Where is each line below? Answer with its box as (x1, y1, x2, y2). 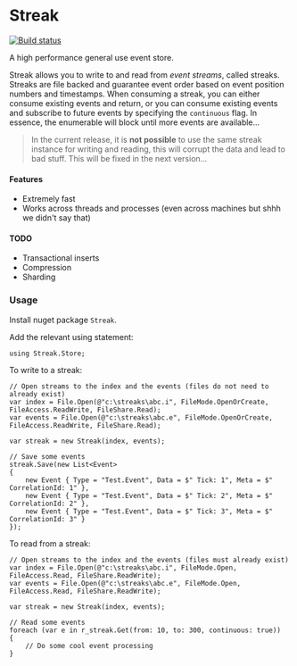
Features (9, 173, 43, 184)
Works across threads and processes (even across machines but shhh (21, 203, 281, 214)
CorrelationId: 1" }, (9, 483, 90, 492)
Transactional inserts (21, 253, 100, 263)
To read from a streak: (9, 537, 91, 549)
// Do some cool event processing (25, 641, 153, 650)
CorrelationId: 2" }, (9, 499, 90, 508)
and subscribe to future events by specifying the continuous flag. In (9, 107, 258, 118)
